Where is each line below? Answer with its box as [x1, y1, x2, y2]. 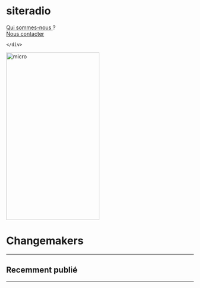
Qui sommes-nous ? [6, 24, 56, 31]
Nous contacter [6, 30, 45, 37]
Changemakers [6, 234, 84, 248]
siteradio [6, 4, 51, 18]
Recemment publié [6, 265, 77, 275]
